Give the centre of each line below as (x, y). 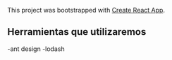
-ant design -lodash (36, 49)
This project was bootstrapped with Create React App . (86, 10)
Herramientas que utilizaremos (77, 32)
